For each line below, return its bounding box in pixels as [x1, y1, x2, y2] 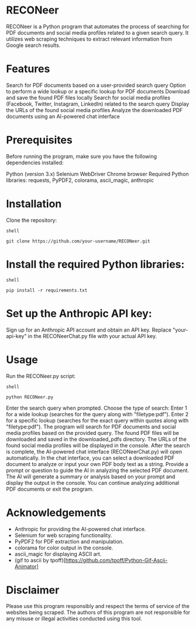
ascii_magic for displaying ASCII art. [14, 550, 102, 558]
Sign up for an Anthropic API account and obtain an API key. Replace [6, 326, 171, 333]
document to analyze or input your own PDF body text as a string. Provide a [6, 460, 188, 467]
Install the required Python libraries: [6, 258, 185, 271]
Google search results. [6, 42, 61, 49]
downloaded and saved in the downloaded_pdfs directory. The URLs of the [6, 435, 187, 443]
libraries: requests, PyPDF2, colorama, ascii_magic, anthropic [6, 177, 154, 184]
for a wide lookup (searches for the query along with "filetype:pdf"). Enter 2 [6, 410, 189, 417]
